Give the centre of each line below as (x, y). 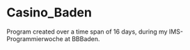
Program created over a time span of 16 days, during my (87, 32)
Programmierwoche (35, 38)
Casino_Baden (49, 13)
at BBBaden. (82, 38)
